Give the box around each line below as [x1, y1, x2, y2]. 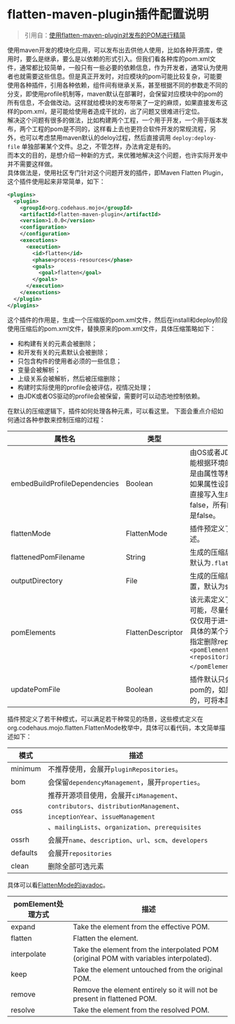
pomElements [10, 627, 56, 637]
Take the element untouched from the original [73, 964, 223, 974]
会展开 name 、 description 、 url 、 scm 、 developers [48, 835, 208, 845]
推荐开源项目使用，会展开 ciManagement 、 [48, 790, 182, 800]
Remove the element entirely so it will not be [73, 985, 218, 995]
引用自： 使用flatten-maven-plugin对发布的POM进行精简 [24, 31, 186, 39]
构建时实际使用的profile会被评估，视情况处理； [17, 383, 152, 391]
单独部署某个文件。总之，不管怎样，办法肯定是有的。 [21, 142, 175, 151]
